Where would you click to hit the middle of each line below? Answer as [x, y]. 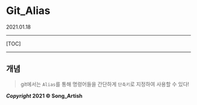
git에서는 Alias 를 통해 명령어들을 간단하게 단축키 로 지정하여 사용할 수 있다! [105, 84]
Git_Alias [28, 11]
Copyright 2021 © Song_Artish [44, 96]
